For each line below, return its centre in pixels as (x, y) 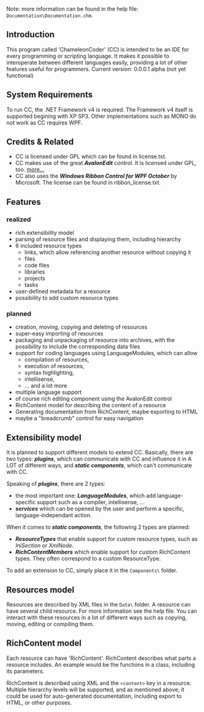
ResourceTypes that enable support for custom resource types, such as (106, 539)
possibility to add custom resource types (67, 298)
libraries (35, 272)
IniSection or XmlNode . (44, 546)
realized (19, 219)
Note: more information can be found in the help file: (73, 9)
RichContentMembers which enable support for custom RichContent (103, 552)
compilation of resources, (57, 360)
